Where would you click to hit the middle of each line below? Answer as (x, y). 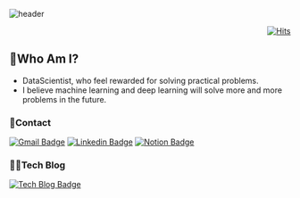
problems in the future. (64, 99)
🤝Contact (30, 122)
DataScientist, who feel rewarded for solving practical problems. (140, 80)
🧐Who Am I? (44, 59)
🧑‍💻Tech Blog (37, 165)
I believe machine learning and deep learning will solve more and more (152, 90)
